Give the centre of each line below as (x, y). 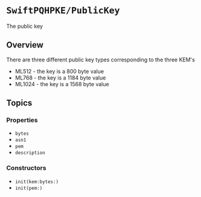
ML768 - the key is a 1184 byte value (60, 78)
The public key (25, 26)
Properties (22, 120)
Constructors (26, 168)
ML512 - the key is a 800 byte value (59, 71)
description (30, 153)
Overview (25, 45)
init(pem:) (29, 188)
